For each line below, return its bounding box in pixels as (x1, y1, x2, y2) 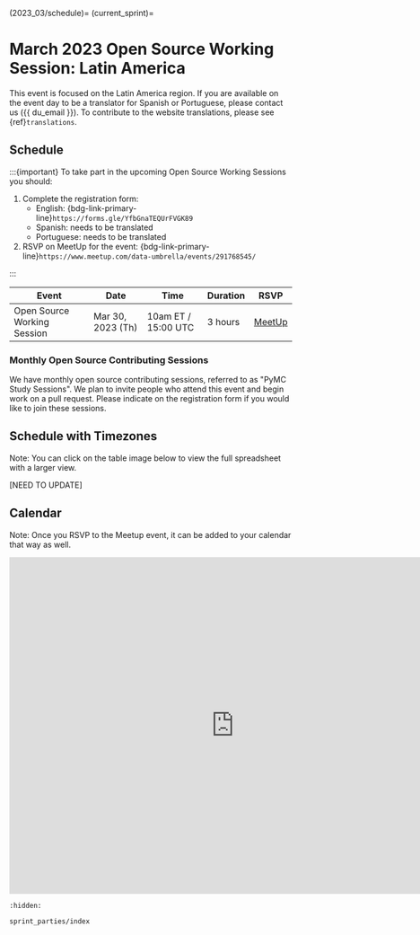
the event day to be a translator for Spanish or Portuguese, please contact (9, 97, 284, 108)
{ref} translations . (9, 116, 78, 127)
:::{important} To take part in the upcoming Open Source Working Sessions (9, 166, 287, 177)
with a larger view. (9, 462, 77, 472)
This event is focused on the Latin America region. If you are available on (9, 87, 279, 98)
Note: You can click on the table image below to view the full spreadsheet (9, 453, 281, 463)
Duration (206, 289, 245, 302)
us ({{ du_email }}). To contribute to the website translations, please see (9, 107, 276, 118)
